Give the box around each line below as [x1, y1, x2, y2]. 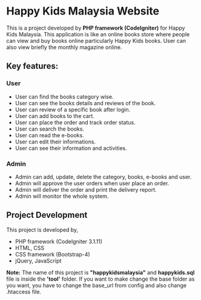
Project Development [6, 210, 88, 220]
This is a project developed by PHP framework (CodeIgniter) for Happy [6, 24, 185, 31]
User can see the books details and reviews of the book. [15, 99, 156, 106]
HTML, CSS [15, 244, 44, 252]
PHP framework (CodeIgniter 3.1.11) [15, 238, 103, 245]
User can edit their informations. [15, 138, 96, 145]
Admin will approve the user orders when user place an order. [15, 180, 170, 187]
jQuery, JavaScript [15, 257, 62, 264]
